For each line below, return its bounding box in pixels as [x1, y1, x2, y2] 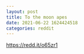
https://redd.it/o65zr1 [6, 42, 58, 49]
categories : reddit [6, 25, 54, 31]
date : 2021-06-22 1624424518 [6, 20, 78, 26]
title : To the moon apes [6, 14, 67, 20]
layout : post [6, 8, 38, 15]
